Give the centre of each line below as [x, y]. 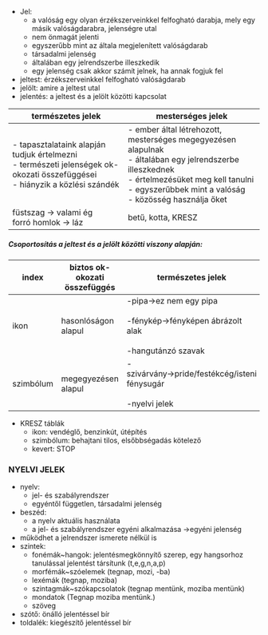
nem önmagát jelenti [65, 37]
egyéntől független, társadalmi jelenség [97, 504]
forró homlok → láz [48, 222]
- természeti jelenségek [57, 165]
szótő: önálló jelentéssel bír [65, 614]
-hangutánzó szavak [166, 351]
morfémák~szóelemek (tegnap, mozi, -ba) [101, 572]
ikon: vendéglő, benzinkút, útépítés [89, 431]
